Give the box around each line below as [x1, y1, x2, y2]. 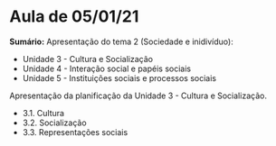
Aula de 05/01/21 [9, 6, 139, 27]
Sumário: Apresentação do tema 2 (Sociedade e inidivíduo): [9, 36, 233, 47]
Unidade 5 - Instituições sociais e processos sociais [22, 72, 217, 83]
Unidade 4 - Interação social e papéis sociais [22, 63, 192, 74]
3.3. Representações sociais [22, 126, 128, 137]
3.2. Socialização [22, 117, 88, 128]
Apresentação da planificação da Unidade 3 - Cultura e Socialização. [9, 90, 267, 101]
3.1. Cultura [22, 107, 65, 118]
